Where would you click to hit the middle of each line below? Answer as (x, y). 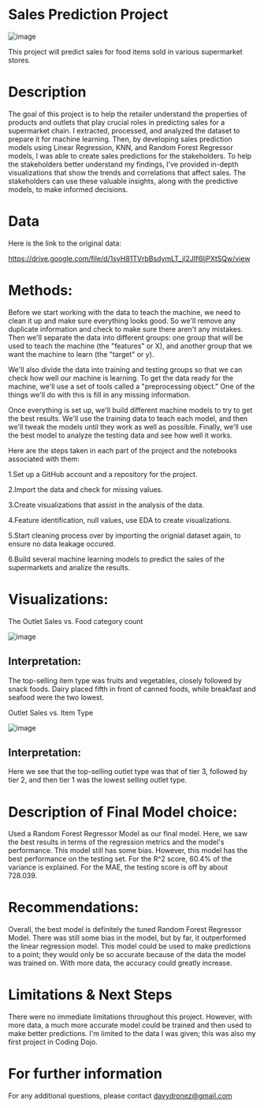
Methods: (41, 291)
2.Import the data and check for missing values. (86, 489)
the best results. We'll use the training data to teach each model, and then (128, 418)
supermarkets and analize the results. (69, 567)
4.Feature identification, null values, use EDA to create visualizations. (120, 520)
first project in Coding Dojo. (53, 1042)
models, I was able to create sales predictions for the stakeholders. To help (130, 156)
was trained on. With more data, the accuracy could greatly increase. (120, 963)
